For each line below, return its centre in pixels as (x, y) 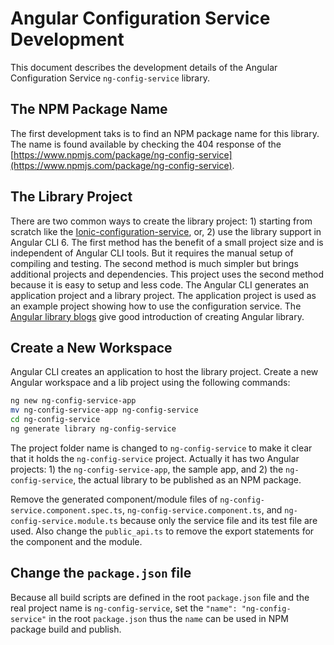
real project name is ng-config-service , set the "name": (124, 608)
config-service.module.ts (64, 521)
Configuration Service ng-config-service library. (110, 78)
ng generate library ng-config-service (93, 429)
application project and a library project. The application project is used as (163, 295)
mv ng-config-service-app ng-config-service (104, 410)
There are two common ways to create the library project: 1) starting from (161, 221)
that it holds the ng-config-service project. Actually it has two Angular (155, 458)
